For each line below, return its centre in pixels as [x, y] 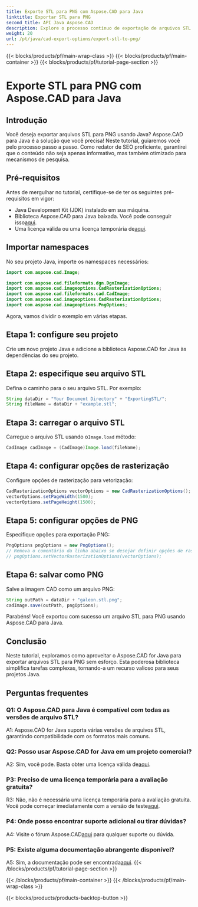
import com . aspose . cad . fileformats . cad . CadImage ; [68, 294]
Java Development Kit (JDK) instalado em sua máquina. [82, 209]
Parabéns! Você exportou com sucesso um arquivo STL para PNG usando [96, 617]
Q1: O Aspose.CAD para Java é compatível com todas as [88, 710]
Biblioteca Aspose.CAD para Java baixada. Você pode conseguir [93, 216]
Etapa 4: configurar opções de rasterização [88, 466]
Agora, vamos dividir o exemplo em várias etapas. [67, 316]
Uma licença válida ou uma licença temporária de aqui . [80, 228]
